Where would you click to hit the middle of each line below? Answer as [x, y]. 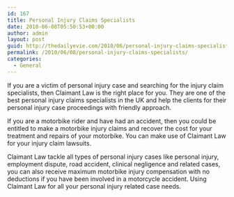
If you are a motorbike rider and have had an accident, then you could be [112, 121]
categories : [24, 59]
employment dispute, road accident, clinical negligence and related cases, [114, 164]
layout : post [26, 40]
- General [28, 65]
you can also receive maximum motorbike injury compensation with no [109, 171]
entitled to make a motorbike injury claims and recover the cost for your [110, 128]
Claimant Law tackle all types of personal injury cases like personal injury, [113, 157]
